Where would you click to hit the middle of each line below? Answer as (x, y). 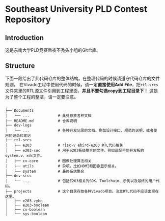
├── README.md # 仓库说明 (41, 121)
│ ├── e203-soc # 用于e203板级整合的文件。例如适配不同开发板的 (75, 150)
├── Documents (20, 110)
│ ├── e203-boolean (27, 205)
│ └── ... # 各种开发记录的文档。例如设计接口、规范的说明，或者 (79, 130)
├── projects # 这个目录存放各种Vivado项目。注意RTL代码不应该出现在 (82, 191)
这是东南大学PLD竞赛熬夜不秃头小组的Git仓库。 (53, 50)
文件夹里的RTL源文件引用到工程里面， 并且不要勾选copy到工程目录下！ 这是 (82, 91)
